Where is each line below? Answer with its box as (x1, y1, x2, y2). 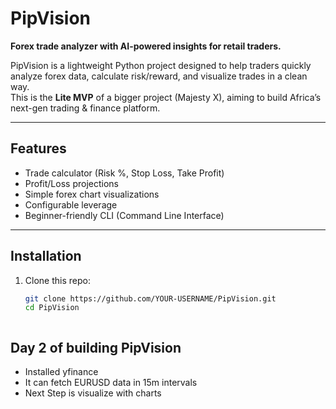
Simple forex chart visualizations (24, 188, 160, 200)
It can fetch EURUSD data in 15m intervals (24, 377, 198, 389)
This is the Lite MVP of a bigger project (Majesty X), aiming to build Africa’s (10, 91, 322, 103)
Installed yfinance (24, 366, 99, 378)
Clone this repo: (24, 274, 91, 286)
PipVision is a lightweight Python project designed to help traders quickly (10, 59, 312, 71)
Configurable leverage (24, 198, 118, 211)
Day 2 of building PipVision (10, 339, 182, 356)
